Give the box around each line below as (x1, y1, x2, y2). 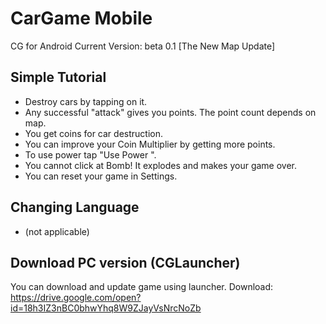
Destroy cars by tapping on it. (24, 95, 148, 107)
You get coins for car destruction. (24, 127, 163, 139)
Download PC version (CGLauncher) (10, 254, 241, 271)
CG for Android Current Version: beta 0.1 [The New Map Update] (10, 40, 276, 52)
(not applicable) (24, 225, 90, 237)
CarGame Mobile (10, 7, 153, 30)
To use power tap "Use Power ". (24, 148, 157, 161)
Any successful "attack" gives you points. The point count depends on (24, 106, 317, 118)
